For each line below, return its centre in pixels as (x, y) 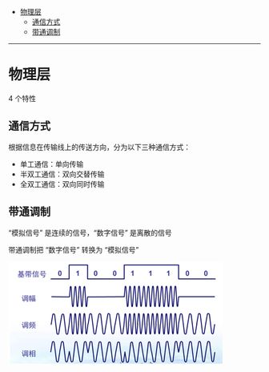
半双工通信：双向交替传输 (62, 174)
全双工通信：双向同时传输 (62, 184)
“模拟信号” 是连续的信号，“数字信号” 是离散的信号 (90, 232)
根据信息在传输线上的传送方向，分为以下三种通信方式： (99, 147)
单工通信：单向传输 (52, 164)
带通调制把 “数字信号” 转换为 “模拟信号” (74, 249)
